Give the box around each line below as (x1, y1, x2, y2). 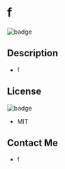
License (7, 86, 42, 98)
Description (7, 47, 58, 59)
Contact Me (7, 137, 58, 148)
